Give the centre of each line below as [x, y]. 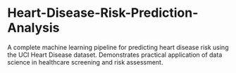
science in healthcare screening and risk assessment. [85, 62]
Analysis [33, 28]
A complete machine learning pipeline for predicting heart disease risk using [118, 47]
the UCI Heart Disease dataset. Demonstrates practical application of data [115, 55]
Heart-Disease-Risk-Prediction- [103, 13]
